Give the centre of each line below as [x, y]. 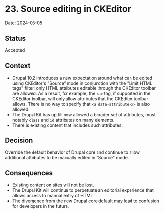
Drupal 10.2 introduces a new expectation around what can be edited [82, 78]
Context [18, 66]
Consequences [29, 173]
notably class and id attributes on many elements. [63, 120]
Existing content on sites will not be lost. [53, 185]
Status [16, 38]
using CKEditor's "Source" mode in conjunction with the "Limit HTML [82, 83]
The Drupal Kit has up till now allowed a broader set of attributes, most [84, 114]
